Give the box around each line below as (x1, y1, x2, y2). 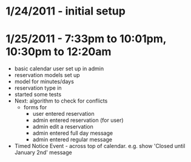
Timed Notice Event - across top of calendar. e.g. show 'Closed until (14, 143, 186, 150)
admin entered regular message (32, 136, 113, 143)
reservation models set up (14, 72, 80, 79)
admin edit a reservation (32, 123, 93, 130)
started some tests (14, 91, 62, 98)
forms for (23, 104, 47, 111)
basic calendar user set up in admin (14, 65, 104, 72)
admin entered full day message (32, 129, 113, 137)
